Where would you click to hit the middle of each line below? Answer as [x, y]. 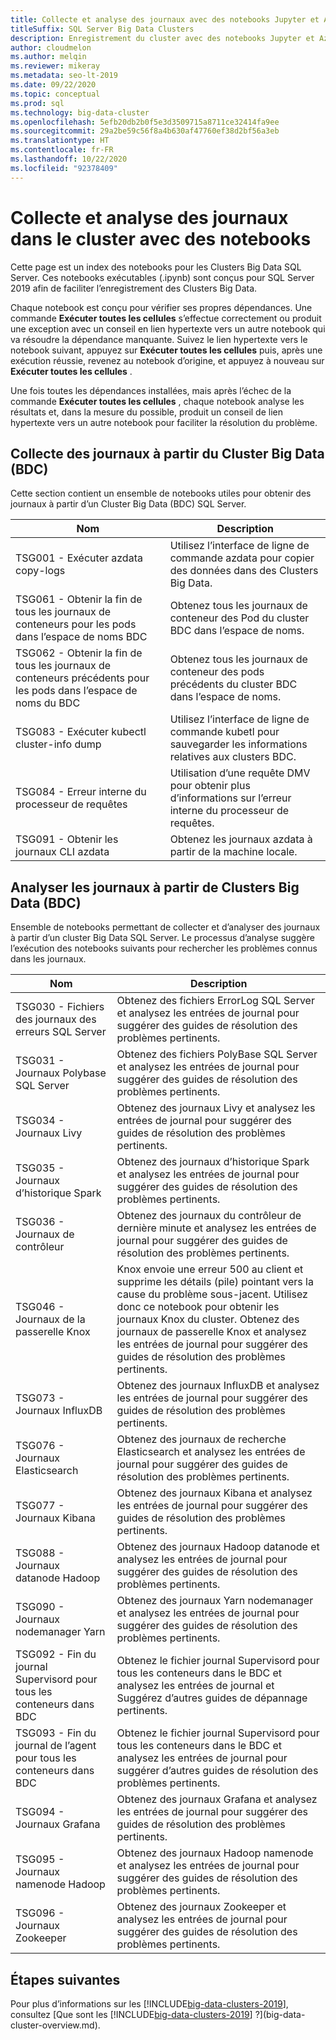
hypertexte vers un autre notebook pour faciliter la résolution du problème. [164, 422]
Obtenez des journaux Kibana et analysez [214, 1493]
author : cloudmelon [51, 47]
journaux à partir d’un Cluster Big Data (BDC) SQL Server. [128, 504]
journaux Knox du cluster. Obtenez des [208, 1319]
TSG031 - [40, 1061]
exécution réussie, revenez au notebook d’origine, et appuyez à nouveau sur [167, 360]
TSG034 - [40, 1121]
